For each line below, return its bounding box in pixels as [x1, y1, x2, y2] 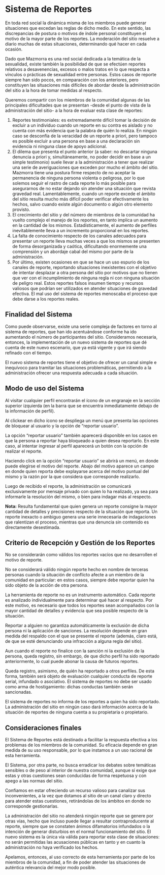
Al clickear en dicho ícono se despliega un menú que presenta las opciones [5, 417, 159, 423]
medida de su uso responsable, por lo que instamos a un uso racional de [5, 747, 153, 753]
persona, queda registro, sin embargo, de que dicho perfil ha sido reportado [5, 653, 160, 659]
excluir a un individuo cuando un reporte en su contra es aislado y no [12, 122, 153, 128]
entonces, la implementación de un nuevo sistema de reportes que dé [5, 339, 147, 345]
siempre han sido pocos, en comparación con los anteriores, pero [5, 77, 139, 83]
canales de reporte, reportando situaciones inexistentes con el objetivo [12, 264, 157, 270]
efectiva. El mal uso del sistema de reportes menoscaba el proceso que [12, 291, 158, 297]
